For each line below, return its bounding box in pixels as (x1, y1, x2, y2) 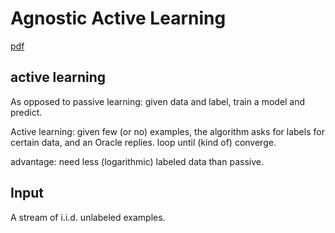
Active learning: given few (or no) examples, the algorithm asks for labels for (10, 125, 325, 137)
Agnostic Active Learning (10, 7, 227, 30)
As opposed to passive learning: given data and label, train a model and (10, 95, 306, 107)
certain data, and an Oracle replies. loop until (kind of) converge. (10, 136, 277, 148)
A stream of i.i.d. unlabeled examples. (10, 211, 166, 223)
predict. (10, 106, 43, 118)
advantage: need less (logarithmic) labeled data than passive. (10, 155, 264, 167)
